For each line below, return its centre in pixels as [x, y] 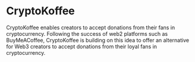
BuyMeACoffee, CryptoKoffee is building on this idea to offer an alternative [97, 40]
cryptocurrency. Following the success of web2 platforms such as [87, 33]
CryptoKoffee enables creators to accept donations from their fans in [91, 27]
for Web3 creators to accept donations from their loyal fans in [82, 46]
